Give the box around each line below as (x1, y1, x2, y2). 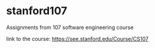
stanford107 (6, 4, 68, 18)
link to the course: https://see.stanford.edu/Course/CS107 (6, 35, 148, 42)
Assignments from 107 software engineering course (6, 24, 133, 31)
